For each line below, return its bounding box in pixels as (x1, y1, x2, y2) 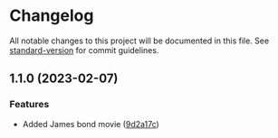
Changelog (9, 5, 94, 26)
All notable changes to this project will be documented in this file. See (9, 35, 270, 46)
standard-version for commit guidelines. (9, 44, 159, 55)
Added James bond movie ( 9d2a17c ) (22, 118, 160, 129)
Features (9, 98, 50, 111)
